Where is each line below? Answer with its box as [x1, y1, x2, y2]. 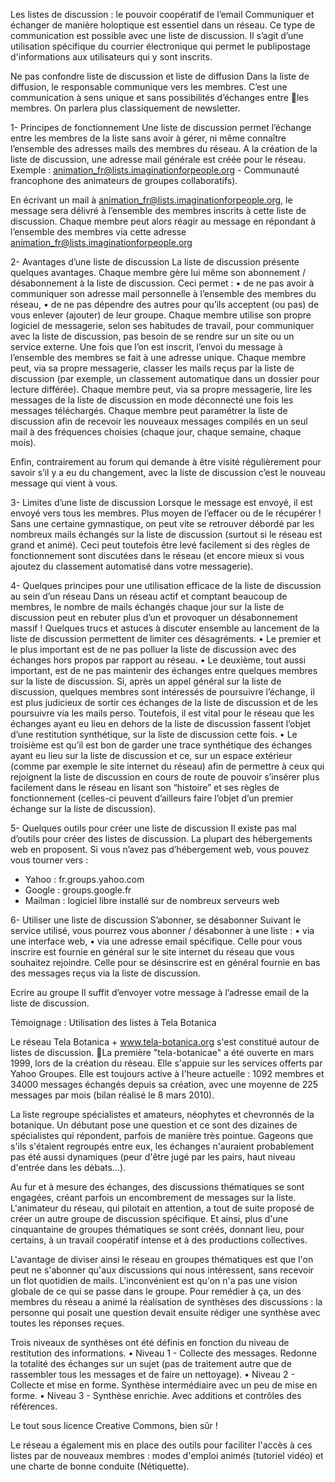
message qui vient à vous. [10, 477, 118, 489]
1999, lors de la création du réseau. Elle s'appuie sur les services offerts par [10, 1057, 323, 1069]
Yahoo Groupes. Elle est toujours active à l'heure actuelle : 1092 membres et [10, 1068, 325, 1079]
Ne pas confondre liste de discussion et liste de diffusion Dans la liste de [10, 70, 310, 82]
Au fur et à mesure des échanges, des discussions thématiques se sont [10, 1181, 305, 1193]
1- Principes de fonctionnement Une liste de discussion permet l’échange [10, 122, 312, 133]
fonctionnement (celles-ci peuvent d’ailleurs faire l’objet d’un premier [10, 792, 294, 804]
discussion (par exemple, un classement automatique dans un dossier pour [10, 373, 320, 384]
